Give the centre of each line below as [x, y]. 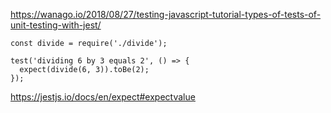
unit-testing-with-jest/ [56, 25]
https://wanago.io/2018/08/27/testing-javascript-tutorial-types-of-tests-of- [166, 14]
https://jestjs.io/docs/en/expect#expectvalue [103, 97]
